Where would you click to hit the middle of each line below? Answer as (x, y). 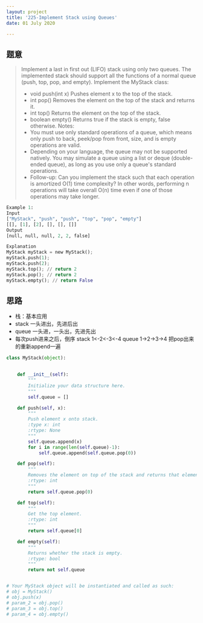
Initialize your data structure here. (77, 386)
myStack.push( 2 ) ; (28, 263)
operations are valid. (56, 145)
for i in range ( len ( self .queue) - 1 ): (74, 447)
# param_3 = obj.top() (35, 608)
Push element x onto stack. (63, 419)
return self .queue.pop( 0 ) (61, 492)
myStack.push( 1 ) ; (28, 258)
